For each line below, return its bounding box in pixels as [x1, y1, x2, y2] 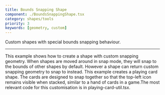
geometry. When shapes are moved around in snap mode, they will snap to [5, 59, 157, 64]
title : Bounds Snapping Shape [5, 7, 67, 12]
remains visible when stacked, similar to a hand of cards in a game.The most [5, 79, 160, 85]
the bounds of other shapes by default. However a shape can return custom [5, 63, 159, 69]
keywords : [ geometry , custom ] [5, 26, 67, 31]
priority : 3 [5, 21, 29, 26]
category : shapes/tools [5, 16, 54, 21]
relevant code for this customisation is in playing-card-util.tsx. [5, 85, 131, 91]
